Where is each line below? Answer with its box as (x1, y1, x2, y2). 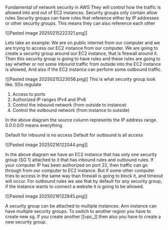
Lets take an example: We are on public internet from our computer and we (5, 40, 160, 46)
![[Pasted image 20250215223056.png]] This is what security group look (5, 76, 155, 82)
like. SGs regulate (5, 81, 42, 87)
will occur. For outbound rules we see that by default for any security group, (5, 178, 162, 184)
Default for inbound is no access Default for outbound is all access (5, 132, 143, 138)
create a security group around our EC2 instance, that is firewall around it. (5, 50, 158, 56)
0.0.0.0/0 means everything (5, 123, 63, 128)
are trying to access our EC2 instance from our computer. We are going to (5, 45, 158, 51)
